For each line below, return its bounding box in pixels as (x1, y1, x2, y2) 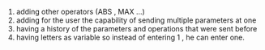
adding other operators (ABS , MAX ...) (15, 7, 146, 16)
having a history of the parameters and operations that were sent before (15, 24, 258, 33)
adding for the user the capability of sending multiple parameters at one (15, 15, 257, 25)
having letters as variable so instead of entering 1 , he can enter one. (15, 32, 246, 42)
